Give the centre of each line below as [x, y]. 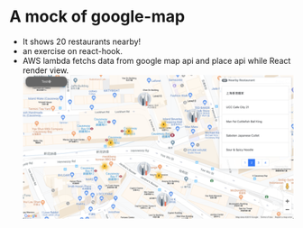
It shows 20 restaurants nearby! [82, 41]
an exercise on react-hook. [73, 50]
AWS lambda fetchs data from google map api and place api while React [156, 60]
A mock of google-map [97, 17]
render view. [46, 70]
